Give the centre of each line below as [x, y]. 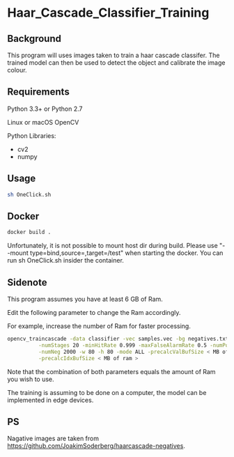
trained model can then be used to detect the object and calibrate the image [116, 63]
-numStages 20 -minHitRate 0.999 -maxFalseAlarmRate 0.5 [123, 345]
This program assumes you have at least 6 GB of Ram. [85, 299]
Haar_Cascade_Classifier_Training [108, 13]
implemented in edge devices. [50, 400]
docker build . [29, 232]
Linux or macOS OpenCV [43, 122]
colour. [17, 70]
